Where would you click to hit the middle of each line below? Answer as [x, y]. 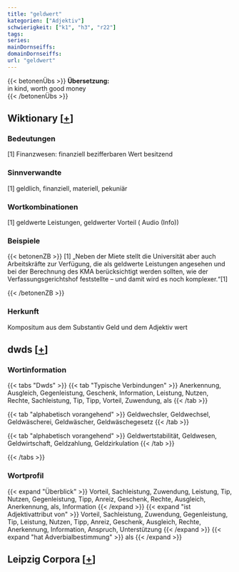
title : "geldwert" [35, 14]
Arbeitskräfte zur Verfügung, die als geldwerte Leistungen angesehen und [117, 264]
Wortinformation [37, 370]
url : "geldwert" [31, 61]
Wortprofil [26, 476]
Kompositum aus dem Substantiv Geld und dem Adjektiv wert [97, 327]
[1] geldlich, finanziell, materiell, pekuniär [67, 188]
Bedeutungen [31, 139]
